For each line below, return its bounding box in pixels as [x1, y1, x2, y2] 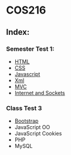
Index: [6, 27, 30, 37]
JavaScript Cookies [14, 130, 62, 137]
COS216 [6, 4, 46, 17]
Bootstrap [14, 117, 39, 124]
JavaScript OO [14, 124, 50, 131]
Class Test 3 [6, 104, 42, 112]
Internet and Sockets [14, 89, 66, 96]
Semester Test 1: [6, 45, 55, 53]
